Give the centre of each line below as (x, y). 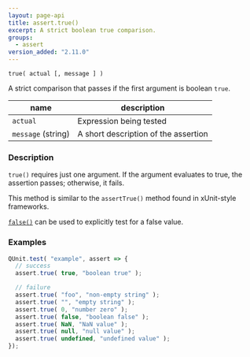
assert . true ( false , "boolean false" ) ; (82, 317)
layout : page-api (37, 15)
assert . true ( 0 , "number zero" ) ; (72, 309)
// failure (33, 288)
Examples (28, 243)
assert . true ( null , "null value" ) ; (75, 332)
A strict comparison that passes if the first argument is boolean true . (119, 88)
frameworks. (29, 206)
